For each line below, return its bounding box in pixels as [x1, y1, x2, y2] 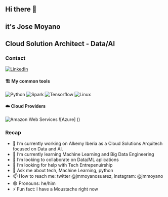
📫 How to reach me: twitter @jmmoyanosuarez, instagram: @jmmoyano [12, 173, 163, 179]
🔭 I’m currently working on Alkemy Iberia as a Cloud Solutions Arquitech [12, 140, 163, 147]
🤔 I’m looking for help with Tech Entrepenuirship [12, 162, 113, 168]
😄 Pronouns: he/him [12, 180, 56, 186]
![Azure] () [59, 116, 80, 122]
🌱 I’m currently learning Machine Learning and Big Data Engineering [12, 151, 154, 157]
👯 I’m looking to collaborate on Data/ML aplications [12, 156, 119, 163]
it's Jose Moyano [5, 22, 61, 31]
